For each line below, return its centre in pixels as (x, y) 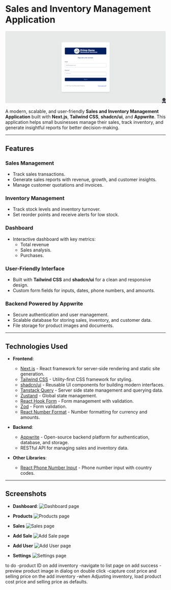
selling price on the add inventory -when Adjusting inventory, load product (83, 576)
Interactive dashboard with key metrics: (54, 239)
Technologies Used (36, 347)
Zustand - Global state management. (59, 396)
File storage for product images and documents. (63, 326)
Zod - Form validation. (44, 406)
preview (14, 571)
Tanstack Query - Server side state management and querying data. (92, 390)
